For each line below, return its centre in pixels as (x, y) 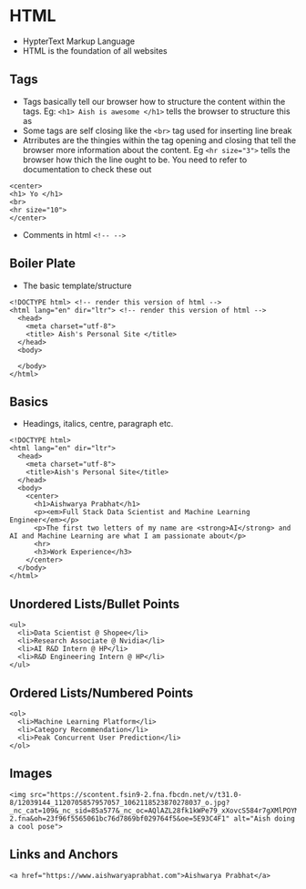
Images (31, 774)
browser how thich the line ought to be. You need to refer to (135, 160)
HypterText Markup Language (79, 41)
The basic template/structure (77, 285)
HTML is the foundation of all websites (95, 50)
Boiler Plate (42, 264)
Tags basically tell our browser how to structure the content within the (154, 101)
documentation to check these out (87, 169)
